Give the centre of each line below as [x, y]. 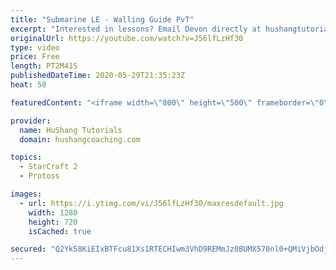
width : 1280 [53, 212]
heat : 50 [28, 85]
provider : [31, 121]
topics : [26, 157]
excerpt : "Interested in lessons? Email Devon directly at [136, 29]
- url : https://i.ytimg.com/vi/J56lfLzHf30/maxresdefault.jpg [151, 203]
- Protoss [39, 176]
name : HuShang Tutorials [71, 130]
